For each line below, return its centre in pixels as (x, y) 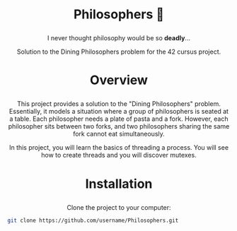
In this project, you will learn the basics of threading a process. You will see (119, 148)
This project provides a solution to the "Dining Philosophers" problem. (119, 104)
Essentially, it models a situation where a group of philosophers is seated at (119, 112)
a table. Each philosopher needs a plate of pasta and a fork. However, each (119, 119)
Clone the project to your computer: (119, 207)
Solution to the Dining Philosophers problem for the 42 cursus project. (119, 52)
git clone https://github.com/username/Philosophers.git (93, 220)
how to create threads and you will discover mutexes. (119, 155)
